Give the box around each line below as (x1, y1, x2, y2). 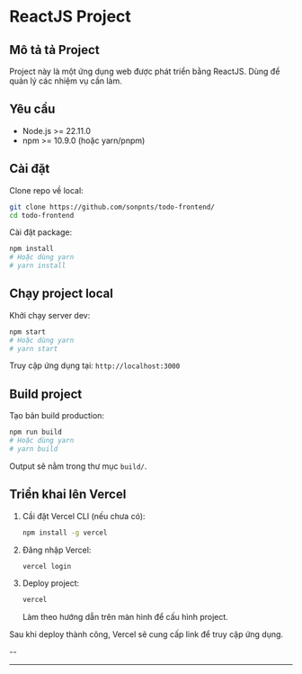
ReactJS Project (9, 6, 132, 27)
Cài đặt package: (9, 227, 73, 238)
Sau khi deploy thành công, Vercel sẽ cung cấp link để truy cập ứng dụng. (9, 629, 284, 640)
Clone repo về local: (9, 184, 84, 195)
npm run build (9, 427, 63, 437)
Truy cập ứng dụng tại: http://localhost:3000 (9, 360, 181, 371)
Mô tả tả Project (9, 42, 101, 58)
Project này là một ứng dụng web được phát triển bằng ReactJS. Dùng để (9, 66, 280, 76)
